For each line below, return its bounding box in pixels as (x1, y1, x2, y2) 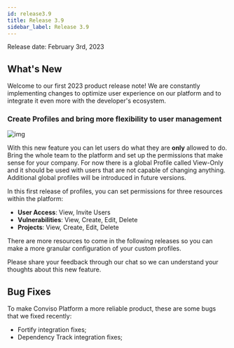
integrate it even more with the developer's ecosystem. (7, 96, 167, 105)
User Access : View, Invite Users (17, 208, 111, 217)
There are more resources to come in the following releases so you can (7, 237, 213, 245)
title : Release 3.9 (7, 17, 64, 24)
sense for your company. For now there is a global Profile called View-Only (7, 159, 223, 167)
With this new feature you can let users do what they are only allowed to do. (7, 143, 228, 152)
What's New (7, 63, 62, 75)
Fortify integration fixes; (17, 326, 87, 334)
